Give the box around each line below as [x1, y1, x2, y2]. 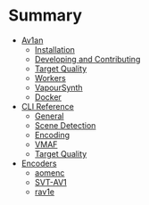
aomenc [34, 167, 65, 178]
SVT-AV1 [34, 176, 68, 187]
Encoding [34, 129, 70, 140]
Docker [34, 91, 62, 102]
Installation [34, 44, 75, 54]
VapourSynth [34, 82, 83, 93]
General [34, 111, 64, 121]
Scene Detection [34, 119, 96, 130]
